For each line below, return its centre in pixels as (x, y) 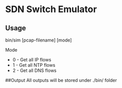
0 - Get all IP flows (32, 60)
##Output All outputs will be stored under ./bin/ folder (61, 80)
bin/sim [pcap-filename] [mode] (38, 40)
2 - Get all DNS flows (34, 70)
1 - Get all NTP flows (34, 65)
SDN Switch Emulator (51, 9)
